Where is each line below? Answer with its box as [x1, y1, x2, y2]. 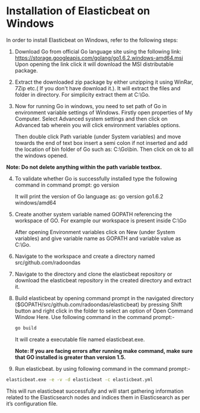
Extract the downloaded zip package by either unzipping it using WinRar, [14, 78, 193, 86]
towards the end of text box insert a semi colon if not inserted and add [14, 139, 187, 146]
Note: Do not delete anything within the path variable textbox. [6, 163, 162, 171]
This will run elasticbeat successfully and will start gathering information [6, 387, 184, 395]
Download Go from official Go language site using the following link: [14, 48, 182, 55]
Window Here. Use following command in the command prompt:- [14, 313, 175, 320]
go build [14, 325, 37, 331]
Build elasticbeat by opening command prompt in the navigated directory [14, 294, 194, 301]
